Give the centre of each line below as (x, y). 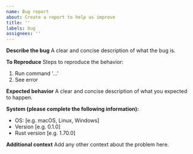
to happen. (19, 98)
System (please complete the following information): (73, 109)
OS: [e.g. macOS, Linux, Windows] (57, 121)
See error (26, 80)
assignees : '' (24, 34)
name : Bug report (28, 12)
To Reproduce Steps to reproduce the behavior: (65, 62)
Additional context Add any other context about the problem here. (88, 145)
